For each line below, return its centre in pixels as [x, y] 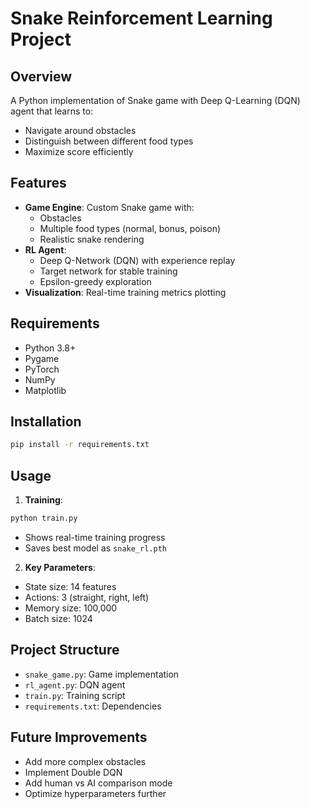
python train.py [44, 518]
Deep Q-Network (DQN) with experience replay [137, 260]
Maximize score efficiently [79, 151]
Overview [41, 76]
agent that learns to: [52, 111]
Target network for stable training [108, 271]
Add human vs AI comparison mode [98, 783]
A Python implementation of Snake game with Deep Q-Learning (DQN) [155, 100]
